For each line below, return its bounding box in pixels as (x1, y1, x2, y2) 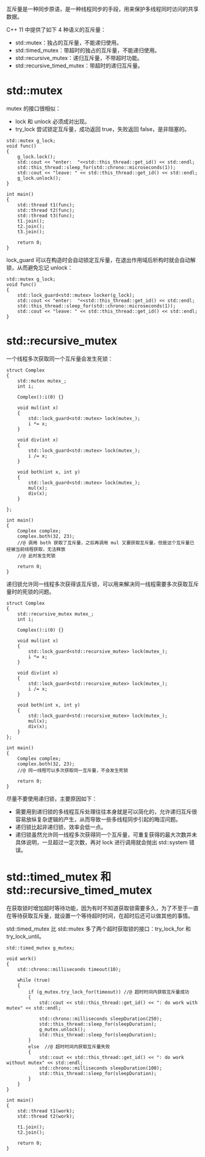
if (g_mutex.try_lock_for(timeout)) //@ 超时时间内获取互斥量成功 (28, 989, 190, 995)
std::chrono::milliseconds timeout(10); (17, 966, 121, 972)
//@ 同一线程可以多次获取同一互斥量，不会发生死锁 (17, 767, 128, 773)
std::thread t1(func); (17, 201, 75, 208)
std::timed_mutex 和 (6, 870, 112, 884)
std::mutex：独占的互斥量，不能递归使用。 (15, 39, 122, 46)
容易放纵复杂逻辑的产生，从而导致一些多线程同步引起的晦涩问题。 (15, 815, 181, 823)
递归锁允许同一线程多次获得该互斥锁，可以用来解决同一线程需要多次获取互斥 (6, 580, 199, 588)
